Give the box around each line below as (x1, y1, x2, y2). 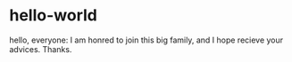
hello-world (9, 5, 98, 26)
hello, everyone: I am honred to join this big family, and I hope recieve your (9, 35, 284, 45)
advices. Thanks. (9, 43, 72, 54)
